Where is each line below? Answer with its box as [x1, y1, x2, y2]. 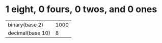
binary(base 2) [8, 21, 44, 28]
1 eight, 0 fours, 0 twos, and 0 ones [5, 4, 157, 15]
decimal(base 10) [8, 29, 51, 36]
